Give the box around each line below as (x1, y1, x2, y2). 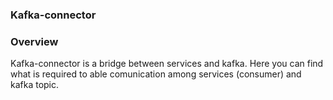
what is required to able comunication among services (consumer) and (10, 68, 302, 80)
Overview (10, 34, 59, 48)
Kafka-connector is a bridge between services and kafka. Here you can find (10, 58, 324, 70)
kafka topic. (10, 79, 60, 91)
